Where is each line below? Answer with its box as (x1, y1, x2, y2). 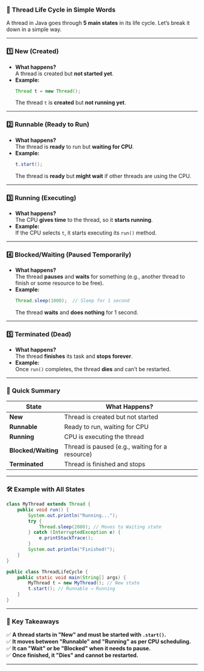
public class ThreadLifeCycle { (6, 569, 88, 575)
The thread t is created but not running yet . (15, 99, 126, 106)
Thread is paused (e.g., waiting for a (64, 442, 168, 450)
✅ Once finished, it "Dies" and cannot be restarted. (6, 651, 138, 659)
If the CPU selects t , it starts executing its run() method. (15, 229, 157, 236)
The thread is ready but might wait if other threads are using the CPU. (15, 172, 191, 179)
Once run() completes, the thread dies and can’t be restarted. (15, 366, 171, 373)
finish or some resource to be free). (15, 280, 104, 287)
